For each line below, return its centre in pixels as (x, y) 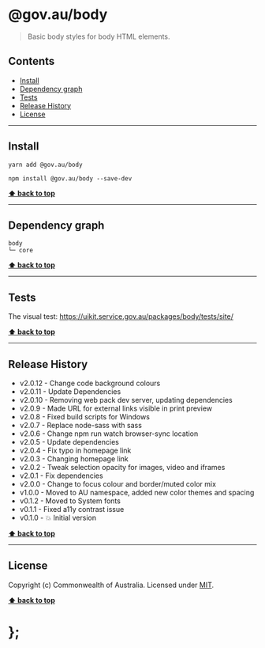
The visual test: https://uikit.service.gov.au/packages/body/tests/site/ (121, 316)
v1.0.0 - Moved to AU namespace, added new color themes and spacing (137, 493)
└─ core (21, 251)
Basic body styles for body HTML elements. (99, 36)
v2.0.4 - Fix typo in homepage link (75, 450)
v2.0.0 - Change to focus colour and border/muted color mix (118, 484)
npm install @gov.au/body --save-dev (70, 178)
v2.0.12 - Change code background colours (90, 383)
